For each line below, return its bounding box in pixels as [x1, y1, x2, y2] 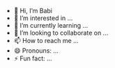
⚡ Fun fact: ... [13, 54, 52, 62]
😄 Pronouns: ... [13, 46, 59, 55]
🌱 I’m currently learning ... [13, 22, 89, 29]
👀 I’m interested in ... [13, 14, 73, 22]
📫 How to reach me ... [13, 37, 79, 44]
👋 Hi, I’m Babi [13, 7, 52, 15]
